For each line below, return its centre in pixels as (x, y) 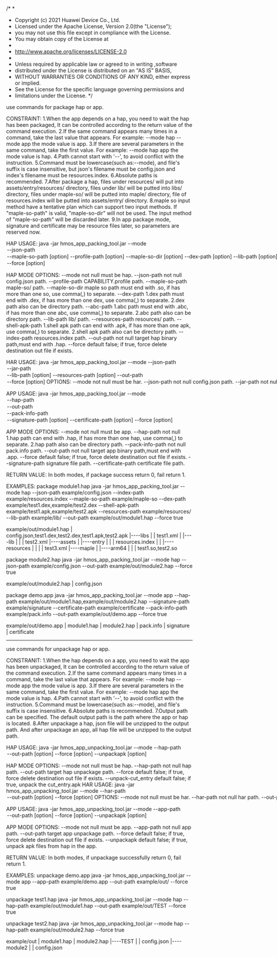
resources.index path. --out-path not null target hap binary (106, 338)
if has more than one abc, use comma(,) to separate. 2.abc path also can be (99, 313)
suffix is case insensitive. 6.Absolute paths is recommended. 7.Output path (97, 711)
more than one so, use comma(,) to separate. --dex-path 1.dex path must (95, 294)
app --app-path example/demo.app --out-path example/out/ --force (105, 882)
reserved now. (24, 232)
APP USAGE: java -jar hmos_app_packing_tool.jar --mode (76, 393)
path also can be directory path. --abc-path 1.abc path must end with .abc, (97, 307)
